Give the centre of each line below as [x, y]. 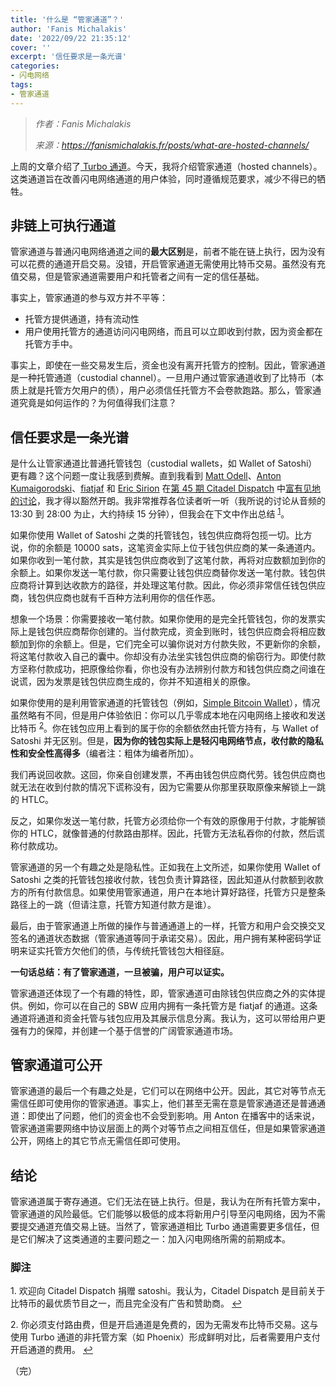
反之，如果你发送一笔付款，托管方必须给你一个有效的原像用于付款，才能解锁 [168, 820]
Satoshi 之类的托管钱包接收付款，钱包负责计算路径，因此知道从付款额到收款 [167, 879]
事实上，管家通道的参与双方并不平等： [89, 298]
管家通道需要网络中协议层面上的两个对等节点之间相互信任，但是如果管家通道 [168, 1128]
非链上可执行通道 [63, 226]
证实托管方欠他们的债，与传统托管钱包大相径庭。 [128, 950]
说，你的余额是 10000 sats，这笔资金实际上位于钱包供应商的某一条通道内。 [165, 547]
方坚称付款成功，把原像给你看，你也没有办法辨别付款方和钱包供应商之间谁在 [168, 668]
